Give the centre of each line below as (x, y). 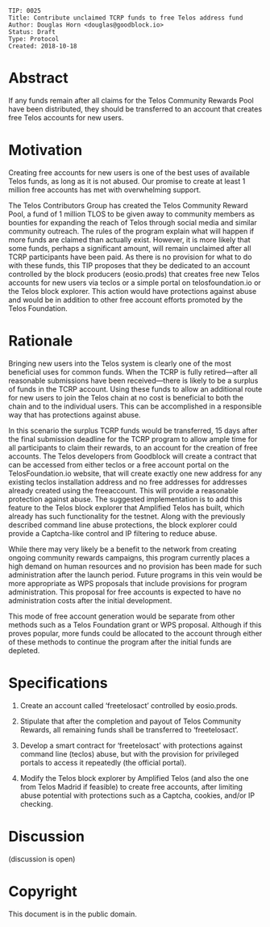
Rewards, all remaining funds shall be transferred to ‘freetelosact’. (129, 729)
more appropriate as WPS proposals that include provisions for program (128, 583)
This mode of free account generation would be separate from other (122, 616)
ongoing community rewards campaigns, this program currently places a (129, 557)
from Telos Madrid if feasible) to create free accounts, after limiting (131, 786)
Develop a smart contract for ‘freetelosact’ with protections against (131, 745)
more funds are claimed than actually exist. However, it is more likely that (130, 239)
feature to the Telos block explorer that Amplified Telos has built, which (127, 507)
